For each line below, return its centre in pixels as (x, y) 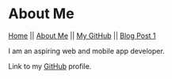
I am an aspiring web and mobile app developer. (86, 51)
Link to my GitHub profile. (50, 66)
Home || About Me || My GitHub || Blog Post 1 (82, 36)
